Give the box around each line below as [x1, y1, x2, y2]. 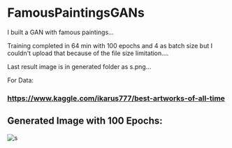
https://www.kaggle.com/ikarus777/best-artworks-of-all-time [7, 93, 226, 103]
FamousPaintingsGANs [7, 5, 145, 21]
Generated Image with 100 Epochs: [7, 115, 163, 127]
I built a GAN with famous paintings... [7, 28, 114, 36]
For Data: [7, 75, 34, 84]
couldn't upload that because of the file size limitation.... [7, 49, 169, 57]
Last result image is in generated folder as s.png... [7, 62, 152, 71]
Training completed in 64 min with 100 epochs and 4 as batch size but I [7, 41, 213, 50]
